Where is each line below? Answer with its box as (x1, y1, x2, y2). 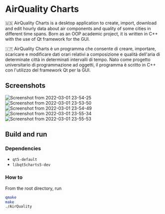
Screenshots (5, 81, 46, 90)
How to (5, 174, 23, 181)
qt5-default (12, 157, 37, 162)
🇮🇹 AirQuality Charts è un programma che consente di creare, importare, (5, 46, 157, 52)
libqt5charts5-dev (12, 162, 51, 167)
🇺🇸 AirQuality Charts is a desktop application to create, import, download (5, 20, 157, 26)
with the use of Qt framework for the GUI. (5, 36, 90, 42)
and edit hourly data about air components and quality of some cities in (5, 25, 152, 31)
